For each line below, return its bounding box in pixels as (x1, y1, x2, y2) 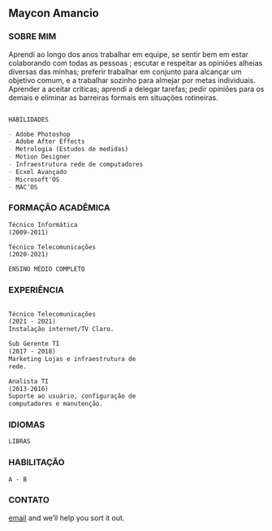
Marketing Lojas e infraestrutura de (8, 355, 136, 363)
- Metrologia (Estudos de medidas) (8, 146, 129, 154)
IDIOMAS (8, 419, 45, 430)
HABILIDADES (8, 115, 49, 124)
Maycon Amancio (8, 7, 99, 20)
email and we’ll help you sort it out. (8, 512, 125, 523)
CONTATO (8, 494, 50, 506)
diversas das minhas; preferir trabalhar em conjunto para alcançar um (8, 67, 242, 76)
